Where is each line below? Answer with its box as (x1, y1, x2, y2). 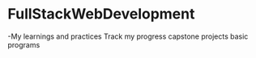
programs (7, 39, 41, 49)
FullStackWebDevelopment (7, 5, 195, 23)
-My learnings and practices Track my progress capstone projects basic (7, 31, 249, 41)
